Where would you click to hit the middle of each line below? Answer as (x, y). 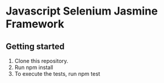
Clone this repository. (41, 61)
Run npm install (34, 67)
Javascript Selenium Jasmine (82, 11)
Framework (35, 24)
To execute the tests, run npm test (57, 74)
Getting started (35, 46)
